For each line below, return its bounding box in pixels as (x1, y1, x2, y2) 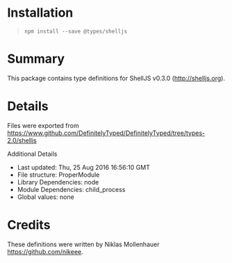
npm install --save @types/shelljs (24, 28, 128, 35)
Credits (7, 217, 51, 232)
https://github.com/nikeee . (7, 247, 83, 255)
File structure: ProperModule (17, 170, 100, 179)
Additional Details (7, 150, 58, 158)
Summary (7, 51, 65, 67)
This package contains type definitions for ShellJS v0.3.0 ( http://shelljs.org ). (7, 74, 226, 82)
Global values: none (17, 193, 74, 201)
